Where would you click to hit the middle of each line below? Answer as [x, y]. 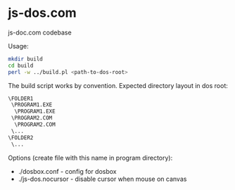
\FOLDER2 [21, 138]
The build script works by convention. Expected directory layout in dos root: [118, 85]
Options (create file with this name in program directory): [90, 158]
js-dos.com [42, 13]
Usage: [18, 46]
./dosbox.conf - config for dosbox [67, 171]
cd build [21, 65]
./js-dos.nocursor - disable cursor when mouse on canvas [102, 179]
